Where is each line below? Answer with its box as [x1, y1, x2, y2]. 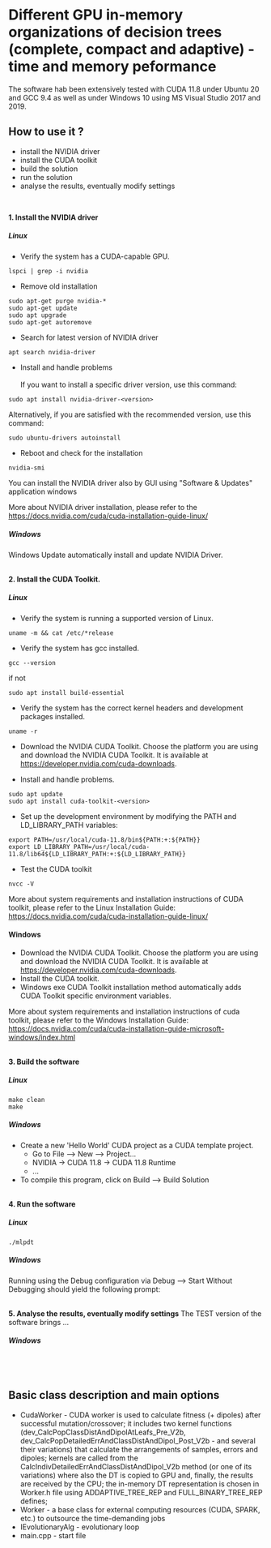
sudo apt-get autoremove [8, 318, 92, 326]
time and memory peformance [8, 58, 217, 76]
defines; [19, 1496, 49, 1506]
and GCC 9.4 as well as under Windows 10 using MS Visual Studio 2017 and [8, 92, 261, 102]
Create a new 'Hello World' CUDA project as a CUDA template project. [19, 1140, 254, 1150]
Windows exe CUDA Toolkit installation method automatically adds [19, 982, 242, 992]
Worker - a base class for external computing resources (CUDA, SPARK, [19, 1504, 260, 1514]
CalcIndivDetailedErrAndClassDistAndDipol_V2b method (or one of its [19, 1461, 252, 1471]
